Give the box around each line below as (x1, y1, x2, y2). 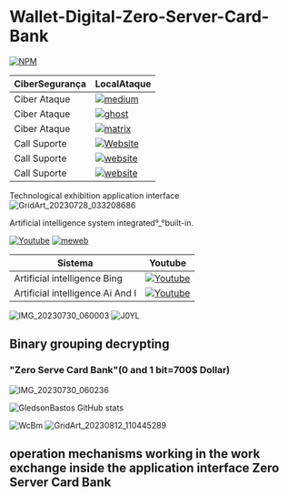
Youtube (148, 257, 187, 269)
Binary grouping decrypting (9, 337, 170, 352)
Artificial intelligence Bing (14, 271, 123, 284)
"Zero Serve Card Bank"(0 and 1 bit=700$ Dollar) (9, 364, 231, 377)
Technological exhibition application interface (9, 189, 180, 201)
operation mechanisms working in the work (9, 446, 261, 461)
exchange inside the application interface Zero (9, 461, 280, 476)
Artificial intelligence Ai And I (14, 287, 137, 299)
